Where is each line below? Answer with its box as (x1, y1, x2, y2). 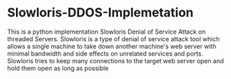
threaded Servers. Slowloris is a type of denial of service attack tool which (7, 34, 220, 43)
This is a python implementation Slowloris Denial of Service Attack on (7, 27, 206, 36)
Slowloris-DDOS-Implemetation (7, 5, 194, 21)
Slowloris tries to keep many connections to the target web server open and (7, 56, 224, 65)
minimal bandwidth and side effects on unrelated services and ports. (7, 49, 203, 58)
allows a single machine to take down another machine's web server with (7, 42, 216, 50)
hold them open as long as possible (7, 64, 109, 72)
